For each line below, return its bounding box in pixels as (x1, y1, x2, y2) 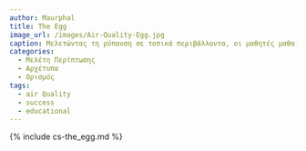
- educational (17, 106, 71, 116)
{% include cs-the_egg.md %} (9, 131, 123, 142)
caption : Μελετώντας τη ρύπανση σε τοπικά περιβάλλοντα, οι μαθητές (9, 38, 275, 48)
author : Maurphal (9, 13, 76, 23)
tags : (9, 81, 30, 90)
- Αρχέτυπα (17, 65, 59, 74)
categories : (9, 47, 55, 56)
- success (17, 97, 55, 107)
